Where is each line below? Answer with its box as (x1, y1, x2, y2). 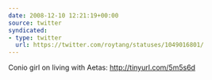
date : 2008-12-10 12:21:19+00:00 (8, 11, 119, 20)
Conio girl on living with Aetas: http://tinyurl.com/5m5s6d (8, 63, 196, 72)
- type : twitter (8, 33, 62, 42)
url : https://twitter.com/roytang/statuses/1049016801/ (15, 41, 204, 49)
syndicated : (8, 26, 48, 34)
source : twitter (8, 19, 62, 27)
